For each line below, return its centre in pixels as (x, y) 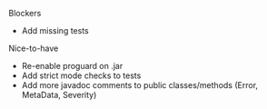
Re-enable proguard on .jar (72, 66)
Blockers (25, 13)
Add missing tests (55, 30)
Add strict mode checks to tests (81, 75)
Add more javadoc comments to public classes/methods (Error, (140, 85)
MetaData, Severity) (59, 95)
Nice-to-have (34, 48)
